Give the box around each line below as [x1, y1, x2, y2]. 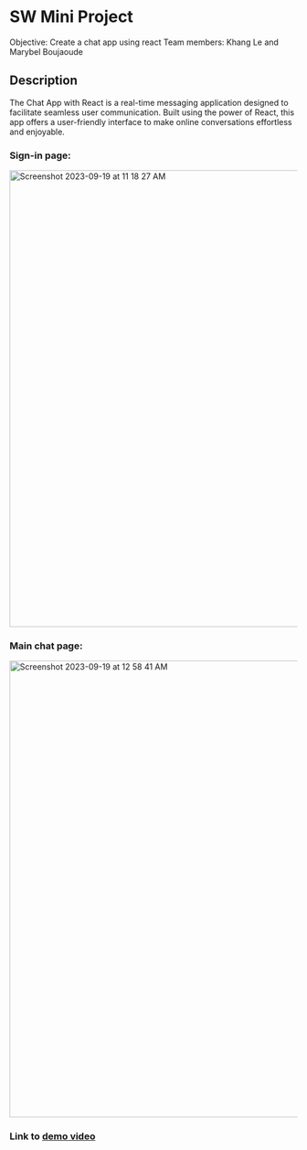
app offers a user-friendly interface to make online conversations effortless [9, 116, 292, 127]
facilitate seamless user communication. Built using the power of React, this [9, 107, 295, 118]
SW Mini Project [9, 6, 134, 27]
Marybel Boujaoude [9, 46, 84, 57]
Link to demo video [9, 1130, 96, 1143]
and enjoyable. [9, 126, 66, 137]
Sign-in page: [9, 149, 71, 162]
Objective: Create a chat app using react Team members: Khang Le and [9, 37, 279, 47]
